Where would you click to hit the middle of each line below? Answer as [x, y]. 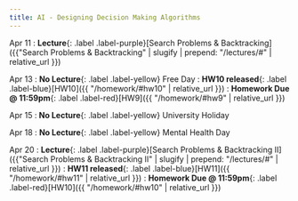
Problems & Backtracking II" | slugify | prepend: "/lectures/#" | [164, 159]
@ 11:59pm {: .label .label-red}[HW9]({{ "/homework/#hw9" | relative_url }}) [147, 98]
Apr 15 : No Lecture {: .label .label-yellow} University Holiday [119, 115]
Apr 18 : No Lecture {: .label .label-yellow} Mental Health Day [120, 132]
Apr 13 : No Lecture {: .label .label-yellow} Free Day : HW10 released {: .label [148, 79]
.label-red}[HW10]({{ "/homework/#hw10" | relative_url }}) [115, 187]
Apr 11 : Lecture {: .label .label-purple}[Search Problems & [114, 43]
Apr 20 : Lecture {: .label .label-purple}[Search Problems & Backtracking [141, 149]
